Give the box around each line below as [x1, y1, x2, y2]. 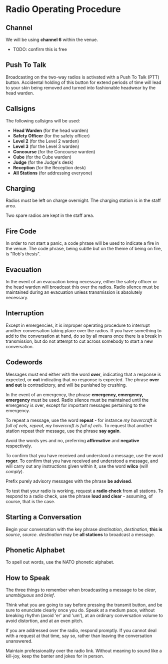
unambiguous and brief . [5, 592, 55, 598]
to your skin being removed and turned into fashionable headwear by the [5, 84, 156, 90]
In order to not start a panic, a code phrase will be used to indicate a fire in [5, 240, 159, 246]
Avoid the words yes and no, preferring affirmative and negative [5, 437, 139, 443]
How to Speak [5, 574, 50, 582]
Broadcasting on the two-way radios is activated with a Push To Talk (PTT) [5, 74, 159, 80]
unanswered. [5, 638, 33, 644]
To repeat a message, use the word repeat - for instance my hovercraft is [5, 417, 157, 423]
